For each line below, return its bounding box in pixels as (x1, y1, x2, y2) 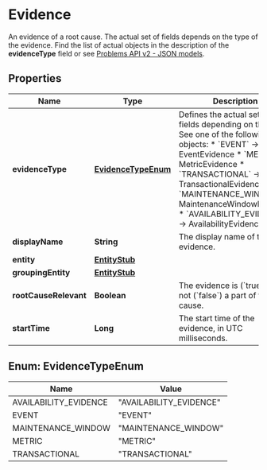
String (94, 236, 118, 247)
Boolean (94, 289, 126, 301)
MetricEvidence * (178, 158, 245, 169)
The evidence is (178, 280, 238, 291)
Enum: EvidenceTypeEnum (8, 359, 145, 373)
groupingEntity (12, 266, 71, 278)
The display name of (178, 231, 256, 242)
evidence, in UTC (178, 322, 243, 333)
